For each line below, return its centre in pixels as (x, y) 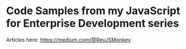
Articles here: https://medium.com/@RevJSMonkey (69, 40)
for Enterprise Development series (93, 23)
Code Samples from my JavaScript (93, 11)
